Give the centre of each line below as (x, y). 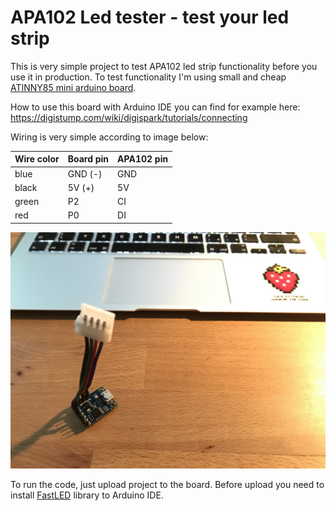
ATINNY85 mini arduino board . (73, 87)
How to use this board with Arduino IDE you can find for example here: (155, 107)
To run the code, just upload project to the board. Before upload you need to (167, 484)
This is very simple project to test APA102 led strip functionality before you (164, 66)
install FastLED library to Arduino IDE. (87, 495)
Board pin (88, 159)
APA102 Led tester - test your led (150, 17)
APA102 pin (143, 159)
